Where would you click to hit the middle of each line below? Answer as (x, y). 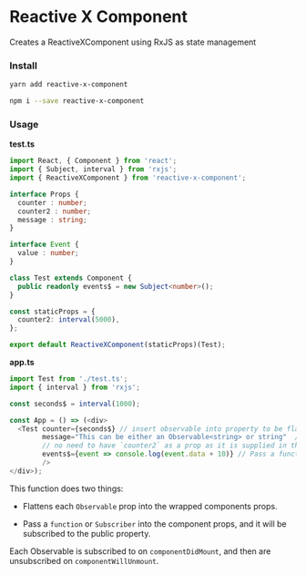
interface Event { (44, 245)
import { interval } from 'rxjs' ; (75, 387)
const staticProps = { (52, 312)
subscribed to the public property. (87, 533)
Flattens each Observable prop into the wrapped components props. (150, 506)
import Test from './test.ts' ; (69, 379)
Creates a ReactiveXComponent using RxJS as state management (133, 42)
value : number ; (48, 253)
